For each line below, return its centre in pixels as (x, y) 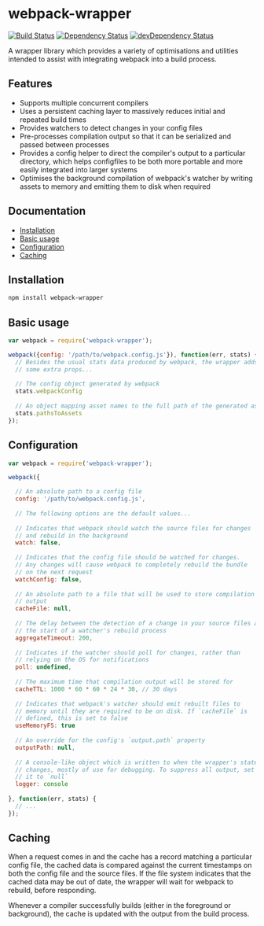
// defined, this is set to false (71, 718)
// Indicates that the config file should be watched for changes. (128, 558)
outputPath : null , (46, 747)
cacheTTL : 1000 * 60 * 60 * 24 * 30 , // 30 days (96, 689)
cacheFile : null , (44, 609)
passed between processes (64, 144)
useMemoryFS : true (46, 726)
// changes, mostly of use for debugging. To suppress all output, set (135, 769)
